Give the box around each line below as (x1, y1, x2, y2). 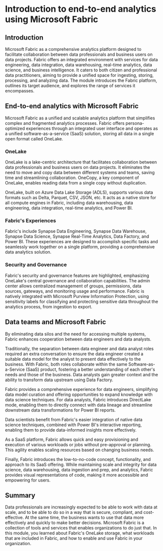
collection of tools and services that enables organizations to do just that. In (5, 525, 157, 531)
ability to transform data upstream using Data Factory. (5, 377, 113, 383)
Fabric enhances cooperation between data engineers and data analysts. (5, 336, 152, 342)
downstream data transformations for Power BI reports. (5, 407, 116, 413)
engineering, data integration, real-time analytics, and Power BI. (5, 205, 133, 211)
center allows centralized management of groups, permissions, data (5, 283, 142, 289)
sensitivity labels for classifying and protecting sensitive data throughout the (5, 298, 159, 304)
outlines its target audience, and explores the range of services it (5, 83, 135, 89)
